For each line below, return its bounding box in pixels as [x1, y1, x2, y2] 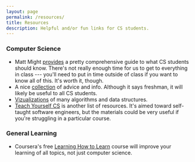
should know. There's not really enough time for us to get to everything [14, 64, 188, 72]
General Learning [6, 129, 57, 138]
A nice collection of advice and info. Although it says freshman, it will [14, 83, 183, 90]
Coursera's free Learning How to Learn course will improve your [14, 142, 171, 150]
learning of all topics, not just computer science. [14, 149, 133, 156]
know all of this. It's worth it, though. [14, 77, 104, 84]
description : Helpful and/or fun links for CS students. [6, 25, 149, 31]
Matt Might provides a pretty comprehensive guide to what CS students [14, 58, 189, 65]
